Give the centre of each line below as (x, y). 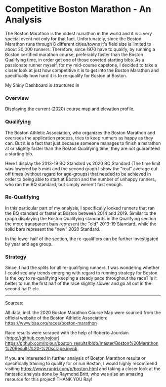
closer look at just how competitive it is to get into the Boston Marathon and (82, 70)
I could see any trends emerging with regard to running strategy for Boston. (82, 273)
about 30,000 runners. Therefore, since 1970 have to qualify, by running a (80, 49)
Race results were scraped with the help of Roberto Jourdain (67, 333)
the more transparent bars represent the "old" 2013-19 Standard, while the (81, 224)
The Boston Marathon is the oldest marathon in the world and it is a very (79, 33)
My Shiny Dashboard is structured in (42, 85)
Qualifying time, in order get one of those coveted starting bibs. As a (75, 60)
